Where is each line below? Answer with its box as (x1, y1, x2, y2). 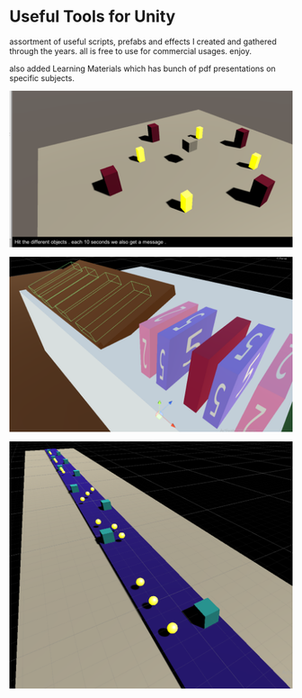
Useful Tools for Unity (9, 6, 176, 27)
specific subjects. (9, 72, 75, 83)
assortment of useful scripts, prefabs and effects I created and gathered (9, 36, 277, 47)
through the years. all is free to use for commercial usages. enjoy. (9, 45, 252, 56)
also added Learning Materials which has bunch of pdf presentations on (9, 63, 276, 74)
